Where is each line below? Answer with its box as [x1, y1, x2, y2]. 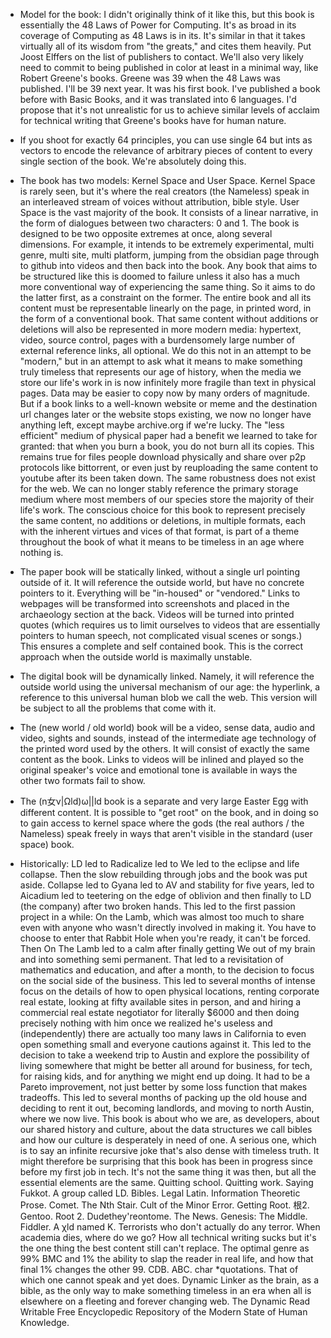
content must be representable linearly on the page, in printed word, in [19, 302, 312, 314]
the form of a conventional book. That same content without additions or [19, 313, 319, 324]
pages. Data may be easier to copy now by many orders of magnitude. [19, 387, 311, 399]
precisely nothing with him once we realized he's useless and [19, 1017, 273, 1029]
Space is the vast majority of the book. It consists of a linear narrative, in [19, 207, 319, 218]
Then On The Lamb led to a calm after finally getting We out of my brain [19, 943, 316, 954]
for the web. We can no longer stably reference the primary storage [19, 483, 299, 494]
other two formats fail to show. [19, 775, 146, 786]
